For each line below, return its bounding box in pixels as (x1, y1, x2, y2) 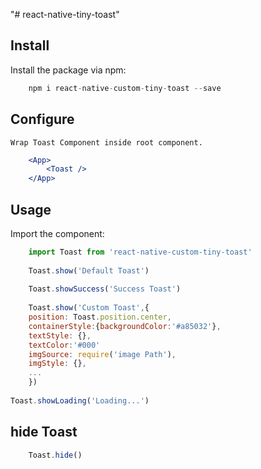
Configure (10, 111, 75, 128)
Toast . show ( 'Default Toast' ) (28, 265, 150, 276)
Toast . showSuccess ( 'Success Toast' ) (28, 284, 182, 294)
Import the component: (10, 227, 105, 239)
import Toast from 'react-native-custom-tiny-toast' (28, 247, 253, 257)
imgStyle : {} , (28, 359, 87, 369)
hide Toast (10, 424, 78, 441)
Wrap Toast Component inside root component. (10, 137, 203, 148)
